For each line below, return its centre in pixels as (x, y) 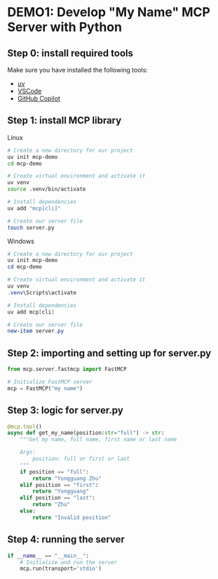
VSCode (29, 91)
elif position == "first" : (59, 485)
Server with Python (65, 27)
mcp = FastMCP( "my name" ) (45, 388)
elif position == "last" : (58, 498)
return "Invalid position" (72, 517)
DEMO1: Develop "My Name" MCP (109, 12)
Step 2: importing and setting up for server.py (109, 353)
